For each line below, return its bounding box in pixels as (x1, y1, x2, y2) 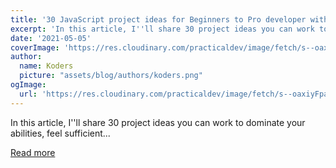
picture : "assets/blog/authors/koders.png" (19, 71, 203, 81)
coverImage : (10, 42, 60, 53)
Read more (10, 146, 56, 158)
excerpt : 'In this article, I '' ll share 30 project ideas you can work (10, 24, 315, 34)
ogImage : (10, 80, 47, 90)
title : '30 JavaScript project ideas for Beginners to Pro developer (10, 14, 307, 25)
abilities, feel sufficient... (10, 127, 111, 139)
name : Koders (19, 61, 74, 71)
